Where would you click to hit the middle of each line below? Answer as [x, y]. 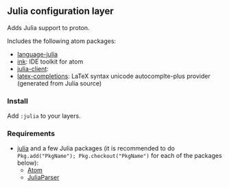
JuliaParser [43, 178]
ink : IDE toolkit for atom [50, 62]
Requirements [31, 134]
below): [28, 163]
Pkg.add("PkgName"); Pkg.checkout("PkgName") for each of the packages [120, 156]
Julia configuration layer [61, 11]
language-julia [37, 54]
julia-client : [33, 68]
